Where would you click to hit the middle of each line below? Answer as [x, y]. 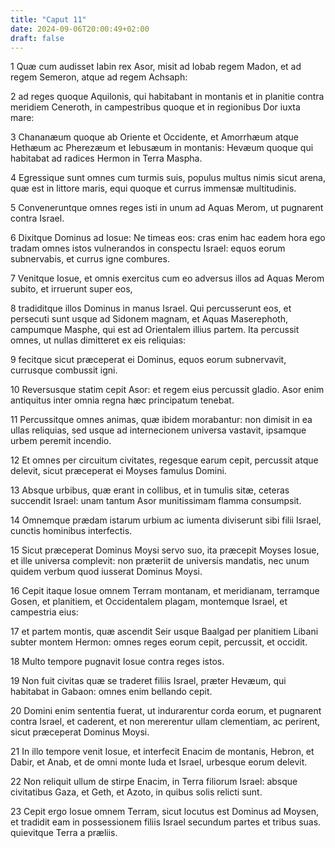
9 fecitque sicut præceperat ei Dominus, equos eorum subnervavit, [148, 360]
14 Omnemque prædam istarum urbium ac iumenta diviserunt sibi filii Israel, [166, 520]
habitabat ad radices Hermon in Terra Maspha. [106, 158]
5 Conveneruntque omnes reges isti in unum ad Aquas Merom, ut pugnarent [167, 208]
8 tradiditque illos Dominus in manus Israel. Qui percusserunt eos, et [151, 308]
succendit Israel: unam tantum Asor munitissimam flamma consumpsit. [156, 501]
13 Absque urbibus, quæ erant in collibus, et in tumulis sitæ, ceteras [150, 490]
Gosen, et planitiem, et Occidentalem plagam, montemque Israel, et [149, 602]
